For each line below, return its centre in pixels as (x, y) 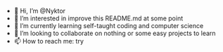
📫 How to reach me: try (49, 41)
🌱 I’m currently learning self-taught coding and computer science (109, 26)
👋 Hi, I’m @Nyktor (39, 11)
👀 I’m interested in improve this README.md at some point (98, 18)
